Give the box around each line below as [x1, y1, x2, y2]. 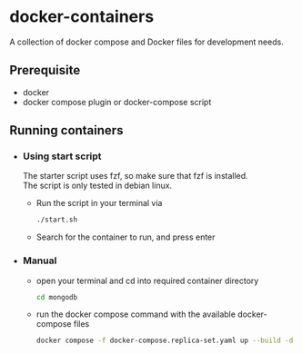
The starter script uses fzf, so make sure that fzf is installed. [22, 171, 248, 182]
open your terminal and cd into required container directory [35, 275, 259, 286]
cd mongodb [35, 292, 78, 301]
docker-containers [9, 6, 155, 27]
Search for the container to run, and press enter [35, 231, 216, 242]
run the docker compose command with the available [35, 309, 237, 320]
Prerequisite [9, 63, 81, 78]
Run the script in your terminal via [35, 198, 163, 209]
